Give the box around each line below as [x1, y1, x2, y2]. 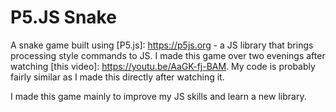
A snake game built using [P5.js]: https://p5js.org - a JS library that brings [10, 39, 314, 51]
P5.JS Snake [10, 6, 117, 29]
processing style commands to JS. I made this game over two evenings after [10, 49, 326, 61]
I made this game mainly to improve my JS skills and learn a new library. [10, 90, 307, 102]
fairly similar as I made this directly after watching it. [10, 71, 225, 83]
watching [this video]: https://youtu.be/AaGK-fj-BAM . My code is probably [10, 60, 316, 72]
